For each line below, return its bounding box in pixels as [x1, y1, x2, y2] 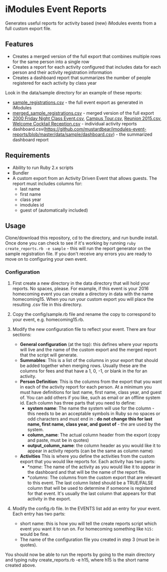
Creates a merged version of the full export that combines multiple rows [12, 53, 161, 59]
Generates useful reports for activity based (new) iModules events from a [5, 20, 156, 26]
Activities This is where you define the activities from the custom [19, 453, 155, 459]
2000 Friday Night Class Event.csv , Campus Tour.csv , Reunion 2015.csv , [12, 115, 162, 121]
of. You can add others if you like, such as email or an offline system [19, 395, 161, 401]
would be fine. [19, 531, 50, 537]
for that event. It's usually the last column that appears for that [27, 490, 156, 496]
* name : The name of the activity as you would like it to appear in [27, 464, 160, 470]
